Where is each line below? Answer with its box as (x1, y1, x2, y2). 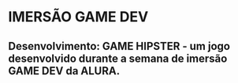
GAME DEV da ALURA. (8, 64, 121, 77)
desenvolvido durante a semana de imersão (8, 51, 228, 65)
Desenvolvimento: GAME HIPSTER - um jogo (8, 40, 231, 53)
